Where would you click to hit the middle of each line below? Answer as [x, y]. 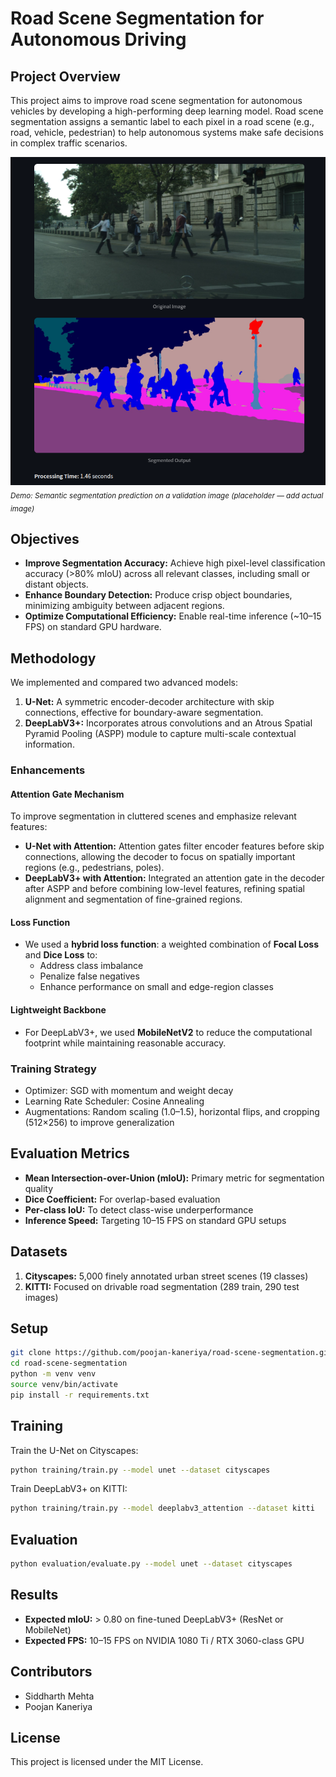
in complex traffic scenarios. [69, 143]
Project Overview [65, 76]
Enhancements [48, 770]
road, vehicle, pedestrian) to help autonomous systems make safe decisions [167, 132]
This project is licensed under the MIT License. [107, 1762]
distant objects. [56, 584]
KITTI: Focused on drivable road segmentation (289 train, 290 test [162, 1286]
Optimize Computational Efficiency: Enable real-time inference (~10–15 [173, 616]
